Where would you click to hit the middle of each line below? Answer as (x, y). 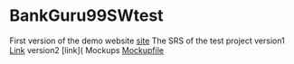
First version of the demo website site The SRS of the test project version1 (147, 41)
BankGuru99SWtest (87, 16)
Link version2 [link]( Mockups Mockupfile (87, 50)
